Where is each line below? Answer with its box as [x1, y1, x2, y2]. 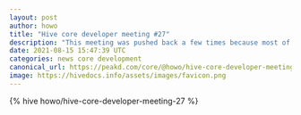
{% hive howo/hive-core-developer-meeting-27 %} [9, 95, 199, 106]
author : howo [9, 21, 58, 30]
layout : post [9, 12, 58, 22]
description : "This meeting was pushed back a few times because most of [9, 37, 291, 47]
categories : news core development [9, 54, 142, 63]
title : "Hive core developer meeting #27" [9, 29, 170, 38]
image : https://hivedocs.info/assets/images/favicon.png [9, 71, 227, 80]
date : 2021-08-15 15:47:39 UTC [9, 46, 126, 55]
